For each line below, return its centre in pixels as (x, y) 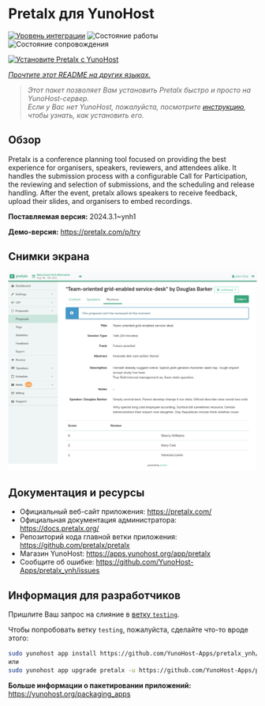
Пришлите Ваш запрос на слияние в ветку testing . (94, 614)
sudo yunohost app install (52, 654)
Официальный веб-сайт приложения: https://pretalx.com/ (116, 512)
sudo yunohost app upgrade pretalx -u (72, 670)
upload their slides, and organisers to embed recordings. (100, 201)
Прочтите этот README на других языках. (80, 74)
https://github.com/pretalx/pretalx (75, 546)
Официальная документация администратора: (98, 520)
